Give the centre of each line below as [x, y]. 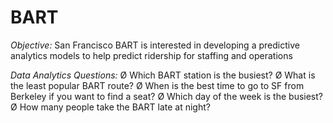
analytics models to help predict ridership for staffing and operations [151, 55]
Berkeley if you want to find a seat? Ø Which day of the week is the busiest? [166, 96]
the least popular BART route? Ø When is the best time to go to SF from [157, 85]
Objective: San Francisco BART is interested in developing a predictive [155, 45]
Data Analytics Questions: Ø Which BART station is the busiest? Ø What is [163, 75]
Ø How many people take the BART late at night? [110, 107]
